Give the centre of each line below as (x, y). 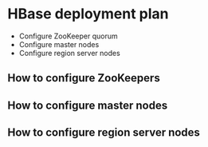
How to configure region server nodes (104, 133)
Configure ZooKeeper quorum (69, 36)
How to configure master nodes (88, 105)
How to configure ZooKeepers (84, 78)
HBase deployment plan (88, 14)
